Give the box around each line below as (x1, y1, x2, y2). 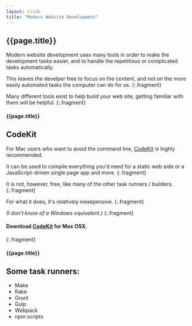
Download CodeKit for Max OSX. (6, 223, 87, 230)
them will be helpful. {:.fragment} (6, 99, 86, 106)
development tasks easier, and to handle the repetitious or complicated (6, 58, 178, 65)
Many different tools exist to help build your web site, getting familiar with (6, 93, 184, 100)
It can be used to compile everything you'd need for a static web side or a (6, 163, 185, 170)
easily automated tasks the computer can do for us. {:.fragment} (6, 82, 161, 89)
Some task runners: (6, 266, 80, 276)
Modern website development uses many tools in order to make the (6, 51, 169, 59)
